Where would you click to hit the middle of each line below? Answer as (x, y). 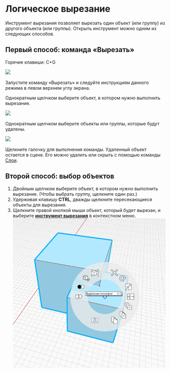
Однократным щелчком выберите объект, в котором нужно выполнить (83, 98)
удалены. (15, 129)
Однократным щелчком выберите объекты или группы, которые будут (82, 123)
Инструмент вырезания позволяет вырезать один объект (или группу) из (85, 23)
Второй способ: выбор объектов (60, 176)
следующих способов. (30, 34)
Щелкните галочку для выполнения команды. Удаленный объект (76, 149)
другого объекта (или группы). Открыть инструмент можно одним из (81, 28)
